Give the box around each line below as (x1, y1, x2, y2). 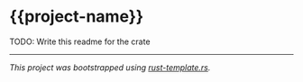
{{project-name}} (9, 6, 144, 27)
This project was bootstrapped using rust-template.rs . (9, 61, 211, 73)
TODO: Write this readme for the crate (9, 36, 151, 47)
